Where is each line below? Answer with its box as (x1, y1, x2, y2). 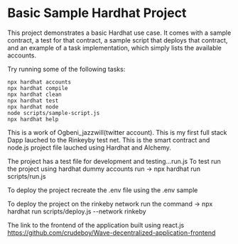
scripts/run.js (7, 172, 46, 180)
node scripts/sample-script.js (7, 109, 100, 116)
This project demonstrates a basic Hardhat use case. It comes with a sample (7, 28, 232, 37)
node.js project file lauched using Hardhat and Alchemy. (7, 143, 172, 152)
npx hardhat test (7, 97, 59, 104)
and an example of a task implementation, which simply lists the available (7, 43, 222, 52)
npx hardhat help (7, 116, 59, 123)
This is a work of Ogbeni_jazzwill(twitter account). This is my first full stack (7, 128, 227, 136)
